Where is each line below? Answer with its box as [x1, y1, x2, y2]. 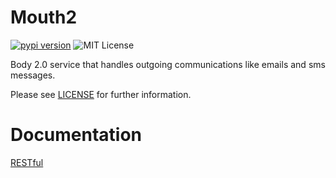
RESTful [10, 156, 44, 168]
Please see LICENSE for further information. [10, 88, 192, 100]
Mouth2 [10, 6, 78, 29]
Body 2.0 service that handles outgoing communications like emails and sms [10, 58, 326, 70]
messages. [10, 69, 56, 81]
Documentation [10, 124, 143, 146]
